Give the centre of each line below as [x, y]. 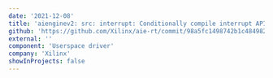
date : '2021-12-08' [41, 16]
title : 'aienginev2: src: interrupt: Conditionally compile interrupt [130, 24]
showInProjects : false [47, 62]
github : [22, 31]
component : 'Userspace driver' [61, 46]
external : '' [30, 39]
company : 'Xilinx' [39, 54]
